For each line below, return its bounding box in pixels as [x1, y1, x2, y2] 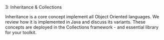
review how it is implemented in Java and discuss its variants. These [5, 19, 146, 25]
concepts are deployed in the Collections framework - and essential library [5, 24, 159, 30]
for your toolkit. [5, 30, 37, 35]
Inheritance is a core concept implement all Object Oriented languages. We [5, 14, 160, 19]
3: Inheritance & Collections [5, 4, 62, 10]
